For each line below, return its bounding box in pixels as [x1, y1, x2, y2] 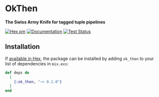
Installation [5, 42, 40, 51]
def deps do [5, 70, 29, 75]
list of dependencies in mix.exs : [5, 60, 69, 66]
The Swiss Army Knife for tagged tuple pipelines [5, 19, 106, 25]
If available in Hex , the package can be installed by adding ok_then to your [5, 56, 154, 61]
